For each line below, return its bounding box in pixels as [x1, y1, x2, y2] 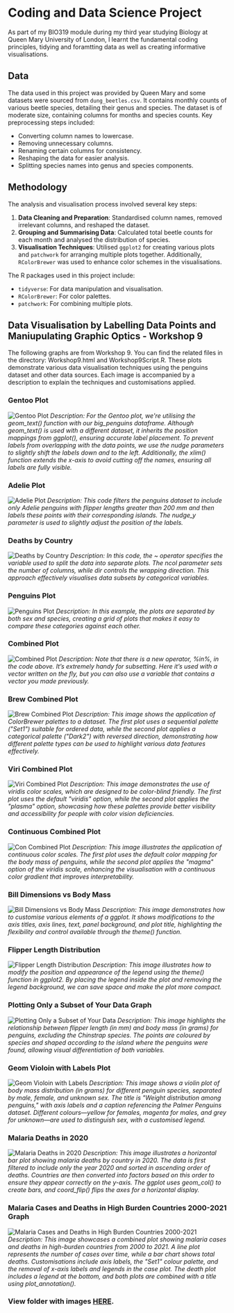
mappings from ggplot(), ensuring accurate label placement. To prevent [8, 433, 214, 442]
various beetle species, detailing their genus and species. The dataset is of [8, 103, 223, 112]
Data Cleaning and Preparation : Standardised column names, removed [17, 213, 223, 222]
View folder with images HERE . [8, 1296, 114, 1306]
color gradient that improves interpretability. [8, 872, 135, 881]
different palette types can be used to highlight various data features [8, 740, 206, 748]
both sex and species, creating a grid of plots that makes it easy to [8, 614, 200, 623]
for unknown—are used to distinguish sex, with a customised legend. [8, 1116, 206, 1124]
